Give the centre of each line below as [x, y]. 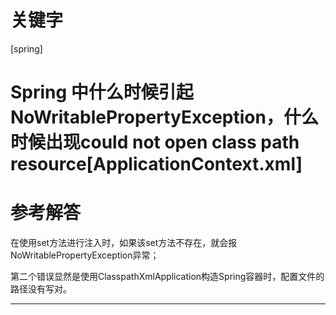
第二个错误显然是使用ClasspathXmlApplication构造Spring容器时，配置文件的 [167, 277]
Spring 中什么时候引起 [102, 92]
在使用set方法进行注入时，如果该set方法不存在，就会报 [124, 243]
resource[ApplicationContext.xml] [156, 164]
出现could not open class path [172, 142]
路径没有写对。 [41, 289]
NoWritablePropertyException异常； [85, 255]
